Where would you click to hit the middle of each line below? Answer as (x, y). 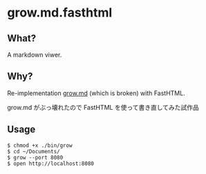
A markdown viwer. (35, 55)
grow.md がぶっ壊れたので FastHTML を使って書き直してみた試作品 (103, 107)
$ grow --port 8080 (35, 157)
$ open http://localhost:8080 (51, 164)
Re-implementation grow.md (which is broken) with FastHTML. (96, 93)
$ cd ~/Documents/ (34, 151)
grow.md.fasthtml (60, 13)
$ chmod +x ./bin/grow (40, 145)
